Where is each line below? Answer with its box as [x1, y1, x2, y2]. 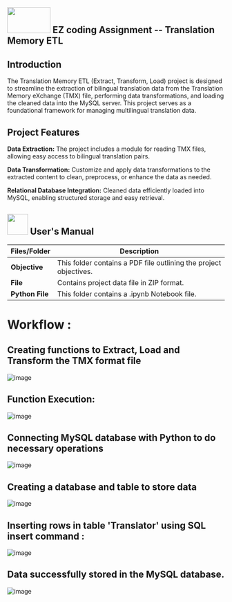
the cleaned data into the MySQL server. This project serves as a [7, 99, 192, 107]
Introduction [7, 58, 62, 70]
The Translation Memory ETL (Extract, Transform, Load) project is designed [7, 77, 222, 85]
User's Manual [30, 226, 95, 237]
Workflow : [7, 317, 72, 333]
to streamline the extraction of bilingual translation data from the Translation [7, 84, 223, 93]
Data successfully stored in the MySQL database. [7, 569, 225, 581]
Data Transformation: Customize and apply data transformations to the [7, 165, 211, 174]
